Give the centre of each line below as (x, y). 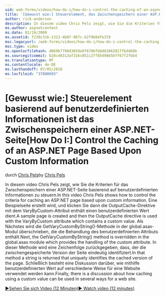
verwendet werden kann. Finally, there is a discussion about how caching (79, 273)
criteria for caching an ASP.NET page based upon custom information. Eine (81, 200)
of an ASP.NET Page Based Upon (73, 151)
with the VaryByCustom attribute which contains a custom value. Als (74, 221)
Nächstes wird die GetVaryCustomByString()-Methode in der (67, 226)
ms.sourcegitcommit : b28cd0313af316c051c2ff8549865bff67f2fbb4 (71, 55)
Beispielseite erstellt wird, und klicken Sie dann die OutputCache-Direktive (80, 205)
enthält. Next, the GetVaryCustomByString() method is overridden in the (77, 237)
